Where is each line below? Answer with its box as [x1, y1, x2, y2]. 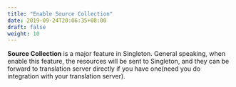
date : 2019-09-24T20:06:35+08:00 [7, 17, 107, 24]
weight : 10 [7, 30, 40, 37]
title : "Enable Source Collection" [7, 10, 113, 18]
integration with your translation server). [7, 72, 126, 81]
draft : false [7, 23, 46, 30]
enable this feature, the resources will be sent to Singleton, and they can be [7, 57, 230, 66]
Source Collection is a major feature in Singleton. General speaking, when [7, 50, 226, 58]
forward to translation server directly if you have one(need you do [7, 64, 201, 73]
